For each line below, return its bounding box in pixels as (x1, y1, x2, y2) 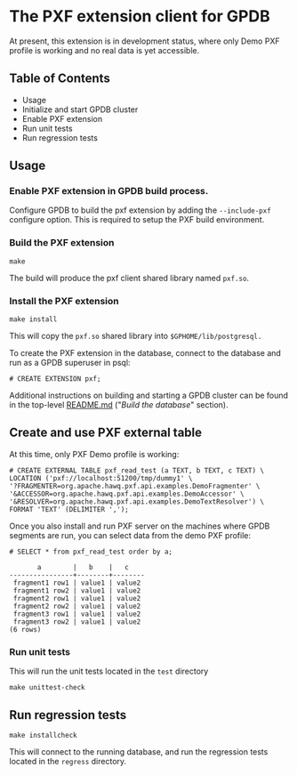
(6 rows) (9, 625, 42, 634)
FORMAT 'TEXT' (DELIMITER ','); (9, 505, 129, 513)
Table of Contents (9, 71, 111, 86)
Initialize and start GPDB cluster (21, 104, 139, 115)
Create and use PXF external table (9, 425, 203, 440)
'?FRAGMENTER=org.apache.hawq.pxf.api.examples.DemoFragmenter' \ (9, 481, 261, 490)
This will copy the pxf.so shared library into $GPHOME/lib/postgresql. (9, 331, 262, 342)
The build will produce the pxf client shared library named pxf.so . (9, 272, 250, 283)
